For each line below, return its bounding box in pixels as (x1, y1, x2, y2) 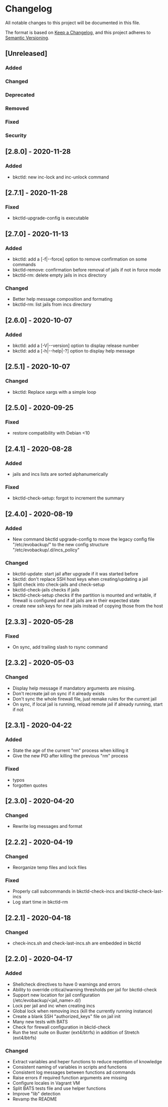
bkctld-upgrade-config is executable (12, 215, 89, 221)
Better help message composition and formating (12, 296, 113, 302)
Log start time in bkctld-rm (12, 899, 68, 905)
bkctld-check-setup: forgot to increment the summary (12, 495, 125, 501)
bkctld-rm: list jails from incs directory (12, 301, 92, 307)
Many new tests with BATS (12, 1018, 68, 1025)
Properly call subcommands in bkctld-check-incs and (12, 888, 124, 894)
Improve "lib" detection (12, 1090, 61, 1096)
